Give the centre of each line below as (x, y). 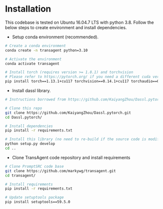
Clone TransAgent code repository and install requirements (71, 157)
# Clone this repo (24, 108)
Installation (28, 9)
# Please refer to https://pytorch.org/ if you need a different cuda (78, 77)
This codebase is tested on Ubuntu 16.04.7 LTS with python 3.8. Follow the (80, 22)
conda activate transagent (32, 64)
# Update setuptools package (34, 197)
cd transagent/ (20, 176)
